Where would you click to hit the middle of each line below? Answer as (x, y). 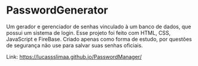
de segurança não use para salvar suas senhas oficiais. (75, 45)
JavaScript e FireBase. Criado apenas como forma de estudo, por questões (99, 39)
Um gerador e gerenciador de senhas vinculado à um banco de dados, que (99, 27)
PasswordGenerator (57, 10)
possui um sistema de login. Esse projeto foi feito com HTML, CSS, (89, 32)
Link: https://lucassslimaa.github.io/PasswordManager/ (74, 57)
